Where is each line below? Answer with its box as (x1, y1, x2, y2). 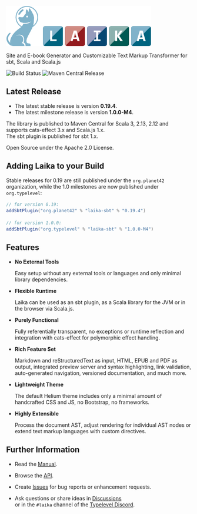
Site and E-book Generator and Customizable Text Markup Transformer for (6, 52, 188, 59)
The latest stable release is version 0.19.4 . (14, 102, 118, 109)
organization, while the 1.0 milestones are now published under (6, 183, 159, 190)
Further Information (6, 445, 80, 455)
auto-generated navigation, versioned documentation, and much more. (14, 369, 187, 377)
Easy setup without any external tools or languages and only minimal (14, 269, 181, 276)
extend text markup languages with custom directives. (14, 427, 146, 434)
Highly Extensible (14, 410, 59, 417)
